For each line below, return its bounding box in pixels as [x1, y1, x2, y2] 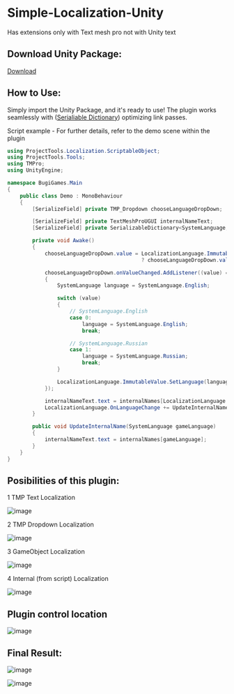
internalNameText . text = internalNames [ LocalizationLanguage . [44, 397, 229, 404]
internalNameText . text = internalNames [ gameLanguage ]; [44, 436, 208, 443]
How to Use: [7, 87, 61, 99]
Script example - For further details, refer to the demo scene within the [7, 126, 210, 135]
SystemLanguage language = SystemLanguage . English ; [56, 282, 210, 289]
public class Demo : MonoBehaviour [19, 192, 123, 200]
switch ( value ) [56, 295, 101, 302]
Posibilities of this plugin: [7, 475, 120, 487]
